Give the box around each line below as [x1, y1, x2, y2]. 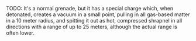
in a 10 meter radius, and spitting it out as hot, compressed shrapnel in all [6, 17, 183, 24]
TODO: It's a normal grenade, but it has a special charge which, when [6, 5, 174, 12]
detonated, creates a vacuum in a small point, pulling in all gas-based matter [6, 11, 190, 18]
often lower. [6, 29, 35, 36]
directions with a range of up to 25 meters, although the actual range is [6, 23, 177, 30]
